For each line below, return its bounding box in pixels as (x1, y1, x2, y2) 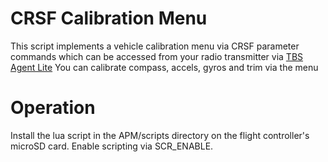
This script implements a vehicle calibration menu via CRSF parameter (10, 40, 300, 52)
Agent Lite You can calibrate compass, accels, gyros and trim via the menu (10, 61, 319, 73)
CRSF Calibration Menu (10, 7, 208, 30)
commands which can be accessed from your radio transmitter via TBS (10, 50, 304, 62)
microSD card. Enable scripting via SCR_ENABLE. (10, 140, 214, 152)
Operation (10, 97, 96, 119)
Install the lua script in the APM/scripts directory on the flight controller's (10, 129, 310, 141)
